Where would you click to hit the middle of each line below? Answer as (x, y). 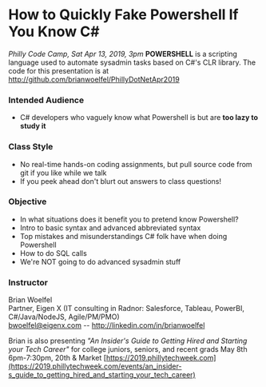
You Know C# (54, 32)
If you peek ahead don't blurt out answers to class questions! (121, 181)
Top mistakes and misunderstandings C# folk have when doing (123, 236)
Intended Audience (46, 100)
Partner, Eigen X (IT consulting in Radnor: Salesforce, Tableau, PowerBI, (127, 309)
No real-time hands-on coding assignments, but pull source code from (136, 164)
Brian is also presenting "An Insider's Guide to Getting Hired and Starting (128, 341)
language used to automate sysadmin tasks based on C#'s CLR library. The (132, 62)
